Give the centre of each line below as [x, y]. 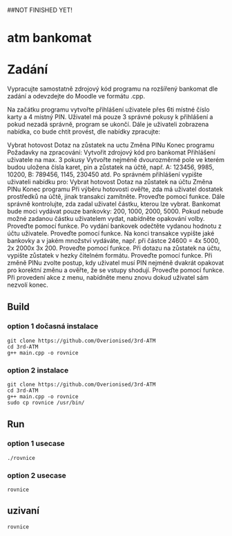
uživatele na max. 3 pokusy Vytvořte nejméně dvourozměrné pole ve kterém [116, 160]
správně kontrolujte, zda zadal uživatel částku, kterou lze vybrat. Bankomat [114, 204]
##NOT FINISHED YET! [40, 10]
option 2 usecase [37, 475]
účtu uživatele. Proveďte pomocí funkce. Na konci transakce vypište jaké [111, 233]
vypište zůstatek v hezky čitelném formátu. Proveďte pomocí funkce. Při [110, 256]
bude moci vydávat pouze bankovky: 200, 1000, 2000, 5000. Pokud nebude [115, 211]
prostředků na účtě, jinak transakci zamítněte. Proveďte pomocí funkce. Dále [116, 197]
